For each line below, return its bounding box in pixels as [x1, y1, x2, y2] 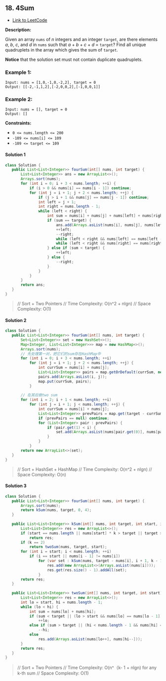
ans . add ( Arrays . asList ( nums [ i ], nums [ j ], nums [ [56, 223, 156, 227]
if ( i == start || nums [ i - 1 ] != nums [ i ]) [29, 554, 121, 559]
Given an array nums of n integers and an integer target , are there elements [5, 36, 158, 42]
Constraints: [5, 120, 32, 126]
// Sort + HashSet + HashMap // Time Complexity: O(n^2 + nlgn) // [17, 466, 152, 472]
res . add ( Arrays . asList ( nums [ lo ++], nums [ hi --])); [38, 636, 142, 641]
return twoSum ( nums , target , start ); [29, 545, 107, 550]
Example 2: [5, 96, 33, 103]
